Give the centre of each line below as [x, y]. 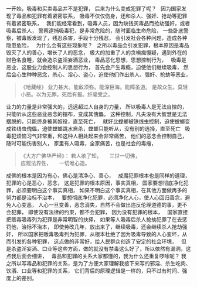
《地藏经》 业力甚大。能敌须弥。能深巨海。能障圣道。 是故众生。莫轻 [104, 87]
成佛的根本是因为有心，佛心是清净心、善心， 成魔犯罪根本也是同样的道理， [98, 175]
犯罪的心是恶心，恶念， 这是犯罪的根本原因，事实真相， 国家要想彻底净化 [95, 183]
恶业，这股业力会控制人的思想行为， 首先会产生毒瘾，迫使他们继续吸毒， [94, 67]
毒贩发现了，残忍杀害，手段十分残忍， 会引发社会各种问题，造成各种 [104, 38]
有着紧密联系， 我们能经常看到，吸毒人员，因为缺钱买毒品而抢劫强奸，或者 [98, 23]
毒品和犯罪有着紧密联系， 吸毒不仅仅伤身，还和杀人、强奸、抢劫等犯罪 [102, 16]
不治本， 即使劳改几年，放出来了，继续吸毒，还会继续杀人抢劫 [107, 227]
